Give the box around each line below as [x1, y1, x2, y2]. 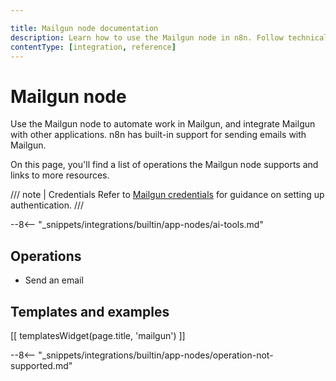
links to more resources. [10, 169, 110, 181]
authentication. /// [10, 199, 85, 211]
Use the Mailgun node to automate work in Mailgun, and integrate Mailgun [10, 118, 316, 130]
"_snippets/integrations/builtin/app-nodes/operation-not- [38, 349, 274, 361]
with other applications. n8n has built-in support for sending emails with [10, 129, 307, 141]
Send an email [24, 274, 84, 286]
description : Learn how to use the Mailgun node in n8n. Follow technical [10, 32, 329, 43]
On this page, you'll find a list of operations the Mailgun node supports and [10, 159, 319, 171]
